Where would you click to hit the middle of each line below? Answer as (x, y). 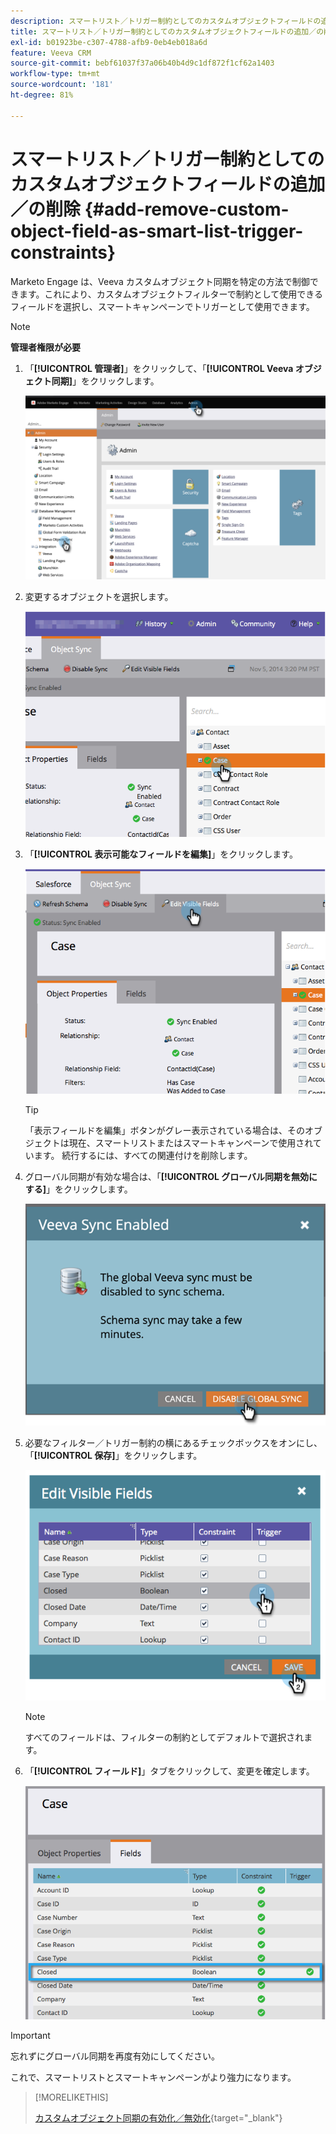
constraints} (63, 252)
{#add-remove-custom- (187, 209)
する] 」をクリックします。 (78, 1189)
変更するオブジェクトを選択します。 (99, 597)
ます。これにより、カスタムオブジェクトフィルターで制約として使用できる (170, 294)
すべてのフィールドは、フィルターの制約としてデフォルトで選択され (164, 1737)
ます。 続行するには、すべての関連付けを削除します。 (143, 1156)
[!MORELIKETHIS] (71, 2097)
